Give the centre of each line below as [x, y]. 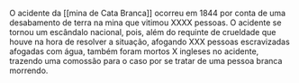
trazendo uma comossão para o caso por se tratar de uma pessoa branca [146, 61]
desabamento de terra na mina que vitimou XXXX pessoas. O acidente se [145, 23]
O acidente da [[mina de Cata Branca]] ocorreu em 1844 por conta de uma [148, 13]
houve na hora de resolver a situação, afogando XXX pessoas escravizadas [149, 41]
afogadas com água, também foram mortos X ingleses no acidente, [134, 51]
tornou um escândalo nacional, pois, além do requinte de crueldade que [143, 32]
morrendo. [29, 70]
